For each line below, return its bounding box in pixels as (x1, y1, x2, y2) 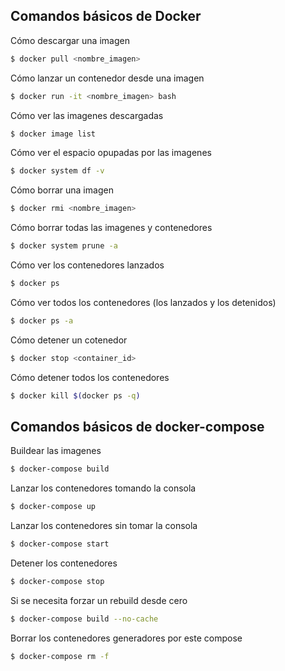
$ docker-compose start (10, 539, 110, 549)
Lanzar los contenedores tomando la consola (10, 482, 197, 494)
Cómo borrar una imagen (10, 184, 114, 196)
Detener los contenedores (10, 557, 118, 569)
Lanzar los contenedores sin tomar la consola (10, 520, 198, 532)
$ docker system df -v (10, 166, 105, 176)
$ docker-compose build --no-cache (10, 614, 159, 624)
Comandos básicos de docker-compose (10, 418, 265, 435)
